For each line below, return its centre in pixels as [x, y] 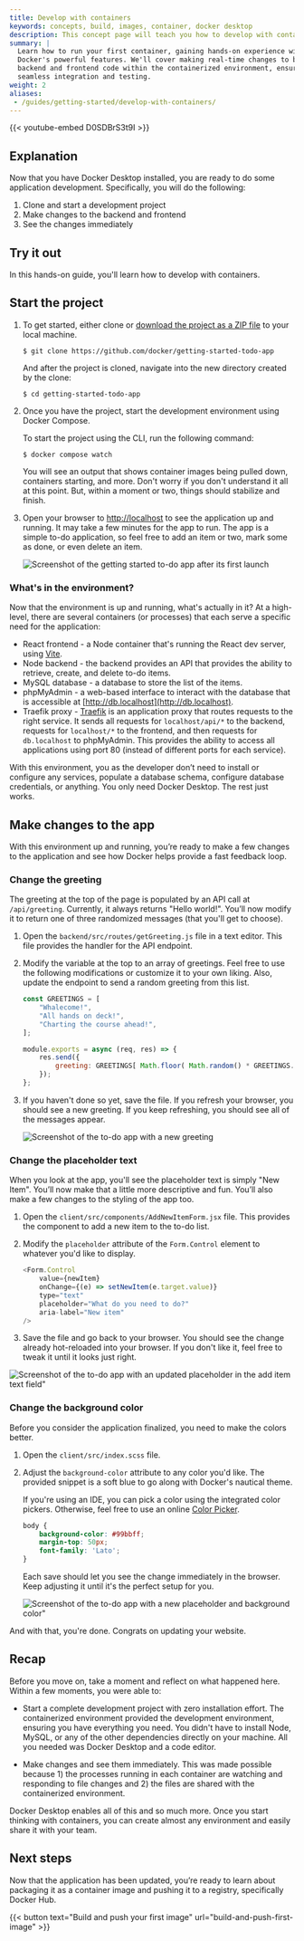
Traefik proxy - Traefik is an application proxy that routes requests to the [158, 712]
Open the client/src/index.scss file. [91, 1455]
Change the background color [76, 1408]
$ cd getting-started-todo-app [81, 394]
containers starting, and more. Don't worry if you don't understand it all [155, 481]
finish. [34, 500]
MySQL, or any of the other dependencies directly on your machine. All [155, 1737]
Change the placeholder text [73, 1160]
